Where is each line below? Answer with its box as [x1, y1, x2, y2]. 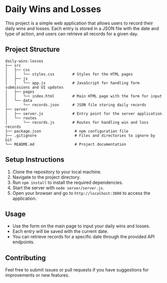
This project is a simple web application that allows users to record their [5, 20, 153, 26]
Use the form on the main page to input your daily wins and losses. [12, 223, 150, 229]
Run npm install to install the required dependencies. [12, 179, 123, 185]
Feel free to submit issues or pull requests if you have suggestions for [5, 267, 149, 273]
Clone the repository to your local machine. [12, 169, 101, 175]
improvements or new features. [5, 272, 70, 278]
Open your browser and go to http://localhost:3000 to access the [12, 190, 151, 196]
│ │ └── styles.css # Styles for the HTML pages [5, 72, 133, 77]
